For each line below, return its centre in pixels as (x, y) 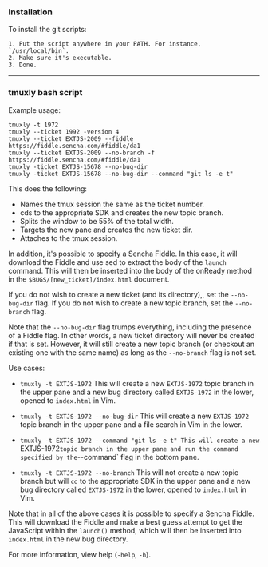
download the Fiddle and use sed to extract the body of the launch (118, 262)
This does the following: (48, 188)
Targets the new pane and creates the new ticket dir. (106, 230)
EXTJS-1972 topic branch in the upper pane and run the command (129, 448)
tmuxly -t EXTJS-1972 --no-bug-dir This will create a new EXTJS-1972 (134, 416)
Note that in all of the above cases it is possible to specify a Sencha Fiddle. (132, 513)
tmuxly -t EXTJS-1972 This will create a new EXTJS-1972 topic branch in (136, 383)
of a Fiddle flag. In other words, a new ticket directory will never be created (132, 335)
